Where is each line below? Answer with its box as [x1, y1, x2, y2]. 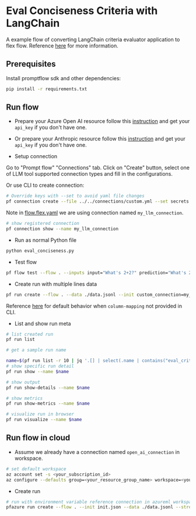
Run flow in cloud [6, 433, 71, 443]
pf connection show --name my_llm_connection [6, 226, 118, 232]
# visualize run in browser [6, 411, 75, 417]
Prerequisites [6, 59, 56, 69]
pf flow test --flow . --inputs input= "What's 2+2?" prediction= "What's [6, 269, 187, 276]
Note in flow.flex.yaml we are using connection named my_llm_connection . [6, 209, 184, 216]
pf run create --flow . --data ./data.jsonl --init [6, 292, 134, 298]
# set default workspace [6, 466, 66, 472]
